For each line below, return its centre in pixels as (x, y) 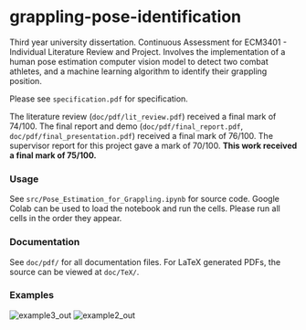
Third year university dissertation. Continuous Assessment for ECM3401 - (148, 42)
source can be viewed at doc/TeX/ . (74, 271)
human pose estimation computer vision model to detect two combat (139, 61)
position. (26, 80)
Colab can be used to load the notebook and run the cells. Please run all (145, 208)
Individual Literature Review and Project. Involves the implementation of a (148, 51)
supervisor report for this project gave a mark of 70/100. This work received (153, 145)
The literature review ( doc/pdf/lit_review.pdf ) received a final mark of (143, 116)
